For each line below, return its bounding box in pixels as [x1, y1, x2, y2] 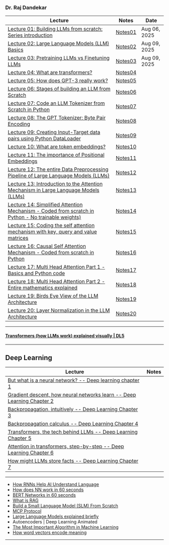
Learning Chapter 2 [8, 397, 54, 404]
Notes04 [115, 69, 137, 76]
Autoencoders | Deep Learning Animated [12, 519, 98, 525]
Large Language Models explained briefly [12, 513, 99, 520]
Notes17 [115, 266, 137, 274]
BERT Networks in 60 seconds [12, 492, 76, 498]
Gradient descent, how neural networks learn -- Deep [8, 391, 136, 398]
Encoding [8, 120, 30, 127]
